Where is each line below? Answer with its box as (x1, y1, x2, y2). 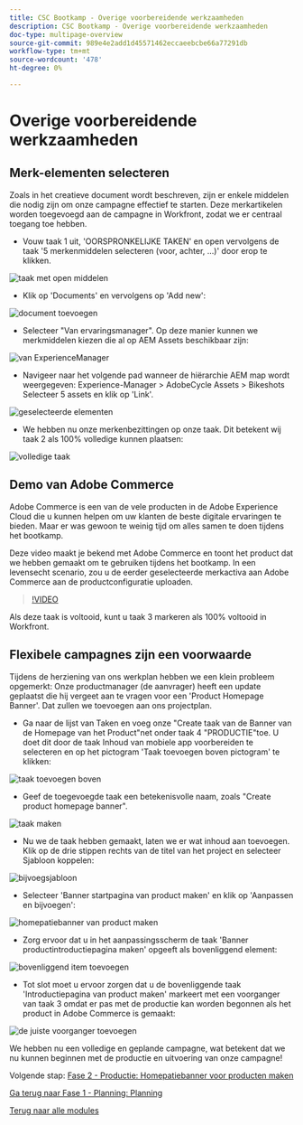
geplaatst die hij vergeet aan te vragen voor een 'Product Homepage (9, 690, 264, 701)
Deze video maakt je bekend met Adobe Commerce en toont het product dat (9, 548, 294, 558)
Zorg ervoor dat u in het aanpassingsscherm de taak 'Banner (22, 934, 249, 945)
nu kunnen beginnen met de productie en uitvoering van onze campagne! (9, 1052, 283, 1063)
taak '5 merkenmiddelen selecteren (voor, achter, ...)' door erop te (22, 245, 268, 256)
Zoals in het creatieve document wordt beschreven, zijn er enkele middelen (9, 189, 289, 200)
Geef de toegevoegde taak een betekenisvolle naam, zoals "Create (22, 791, 271, 802)
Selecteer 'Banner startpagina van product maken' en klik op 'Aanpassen (22, 889, 294, 900)
